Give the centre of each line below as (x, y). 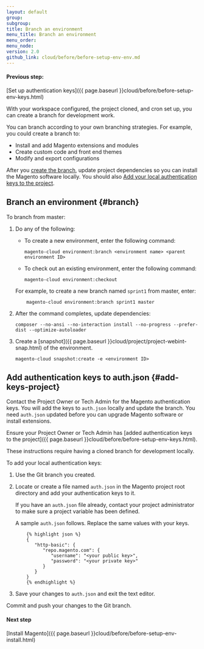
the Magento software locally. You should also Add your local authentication (102, 176)
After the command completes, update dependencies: (83, 313)
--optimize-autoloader (58, 330)
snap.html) (29, 348)
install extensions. (29, 421)
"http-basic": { (55, 545)
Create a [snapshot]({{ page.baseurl (61, 341)
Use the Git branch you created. (55, 475)
